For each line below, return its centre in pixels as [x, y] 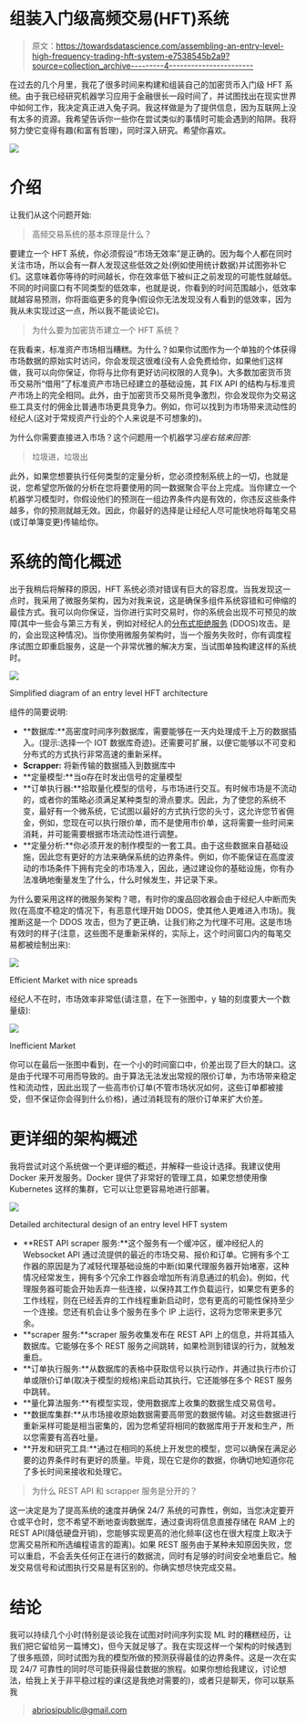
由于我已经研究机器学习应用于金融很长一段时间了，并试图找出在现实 [153, 96]
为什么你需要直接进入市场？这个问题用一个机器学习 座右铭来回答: [131, 437]
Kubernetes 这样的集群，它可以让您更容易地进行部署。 [112, 1189]
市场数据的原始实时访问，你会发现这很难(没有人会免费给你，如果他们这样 [147, 361]
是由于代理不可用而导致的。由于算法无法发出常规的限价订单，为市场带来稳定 [153, 1076]
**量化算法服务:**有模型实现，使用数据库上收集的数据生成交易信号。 [151, 1403]
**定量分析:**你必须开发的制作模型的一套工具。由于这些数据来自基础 [151, 845]
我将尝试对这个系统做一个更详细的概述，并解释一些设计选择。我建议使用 [145, 1166]
